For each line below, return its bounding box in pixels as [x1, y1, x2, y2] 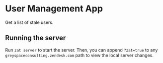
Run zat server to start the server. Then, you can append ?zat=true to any [5, 47, 158, 53]
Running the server [5, 34, 66, 42]
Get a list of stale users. [5, 19, 54, 25]
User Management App [5, 3, 103, 14]
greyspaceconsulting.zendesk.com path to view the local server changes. [5, 52, 154, 58]
